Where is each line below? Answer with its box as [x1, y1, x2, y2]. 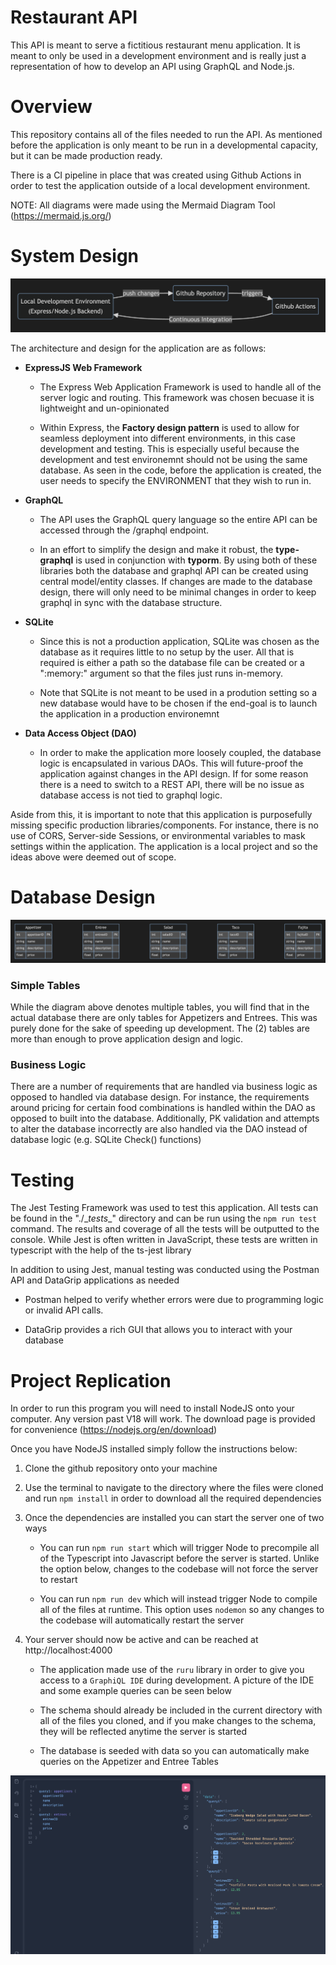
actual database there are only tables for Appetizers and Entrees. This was [10, 1012, 318, 1024]
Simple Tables [10, 978, 81, 992]
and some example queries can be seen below [39, 1685, 232, 1697]
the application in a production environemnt [39, 707, 220, 720]
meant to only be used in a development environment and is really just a [10, 49, 307, 61]
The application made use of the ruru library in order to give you [39, 1664, 305, 1676]
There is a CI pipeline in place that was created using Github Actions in [10, 169, 302, 181]
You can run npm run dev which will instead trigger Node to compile [39, 1593, 318, 1605]
